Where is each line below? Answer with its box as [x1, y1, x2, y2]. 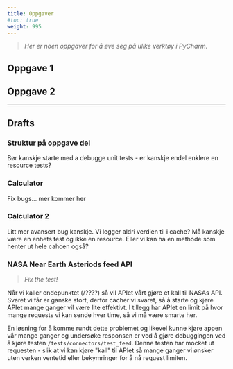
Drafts [7, 117, 35, 129]
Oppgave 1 [7, 62, 54, 74]
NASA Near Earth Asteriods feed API [7, 259, 133, 269]
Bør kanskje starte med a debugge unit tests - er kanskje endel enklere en [7, 154, 218, 162]
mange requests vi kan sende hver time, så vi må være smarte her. [7, 311, 198, 319]
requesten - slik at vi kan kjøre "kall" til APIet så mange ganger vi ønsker [7, 346, 214, 354]
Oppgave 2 [7, 86, 55, 98]
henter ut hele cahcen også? [7, 242, 89, 250]
